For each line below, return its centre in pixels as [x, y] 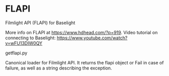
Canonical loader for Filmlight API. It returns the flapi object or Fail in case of [84, 62]
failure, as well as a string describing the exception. [59, 68]
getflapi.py [16, 53]
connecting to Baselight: [31, 38]
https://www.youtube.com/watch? [92, 38]
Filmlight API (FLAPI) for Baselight [40, 23]
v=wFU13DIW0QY [24, 43]
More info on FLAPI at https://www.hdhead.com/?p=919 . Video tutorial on [81, 32]
